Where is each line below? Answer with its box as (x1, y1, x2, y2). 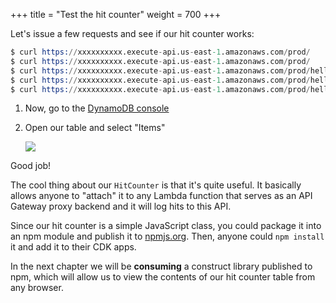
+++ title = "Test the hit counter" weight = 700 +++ (10, 9, 222, 20)
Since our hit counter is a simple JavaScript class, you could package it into (10, 220, 322, 232)
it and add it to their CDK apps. (10, 241, 137, 253)
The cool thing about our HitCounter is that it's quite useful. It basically (10, 179, 302, 191)
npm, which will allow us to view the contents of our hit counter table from (10, 271, 316, 283)
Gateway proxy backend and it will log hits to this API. (10, 200, 232, 213)
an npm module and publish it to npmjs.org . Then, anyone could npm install (10, 230, 325, 243)
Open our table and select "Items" (24, 122, 166, 134)
